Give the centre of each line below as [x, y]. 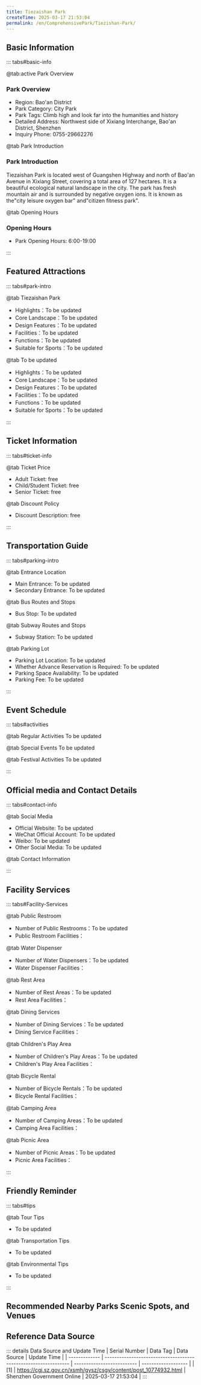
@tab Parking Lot [28, 648]
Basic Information [40, 47]
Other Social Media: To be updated [58, 847]
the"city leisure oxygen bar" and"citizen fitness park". [73, 200]
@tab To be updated [32, 360]
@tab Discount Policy [33, 503]
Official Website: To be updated [54, 828]
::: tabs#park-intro [29, 286]
